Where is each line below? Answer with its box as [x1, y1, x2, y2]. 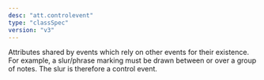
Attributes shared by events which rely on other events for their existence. [8, 48, 250, 57]
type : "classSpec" [8, 19, 69, 27]
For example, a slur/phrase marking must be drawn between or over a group [8, 56, 257, 65]
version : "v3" [8, 26, 55, 34]
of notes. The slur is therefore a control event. [8, 64, 158, 74]
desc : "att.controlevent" [8, 11, 93, 20]
